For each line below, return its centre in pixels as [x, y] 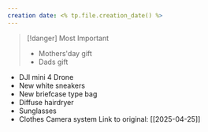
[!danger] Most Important [68, 38]
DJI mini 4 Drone [46, 77]
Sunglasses [37, 111]
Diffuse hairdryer [46, 102]
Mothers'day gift [65, 53]
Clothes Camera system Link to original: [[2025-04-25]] [110, 119]
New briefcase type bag [58, 94]
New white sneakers [52, 85]
